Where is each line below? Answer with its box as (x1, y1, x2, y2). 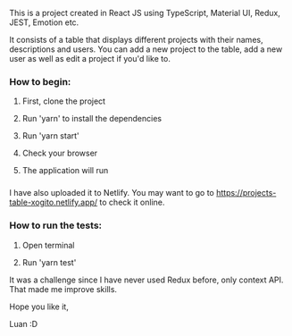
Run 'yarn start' (21, 130, 80, 141)
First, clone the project (21, 96, 105, 106)
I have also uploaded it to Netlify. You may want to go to (9, 188, 214, 198)
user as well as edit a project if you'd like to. (9, 54, 171, 63)
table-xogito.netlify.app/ (9, 197, 98, 208)
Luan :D (9, 318, 38, 329)
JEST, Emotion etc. (9, 17, 79, 28)
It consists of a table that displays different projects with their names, (9, 35, 263, 45)
